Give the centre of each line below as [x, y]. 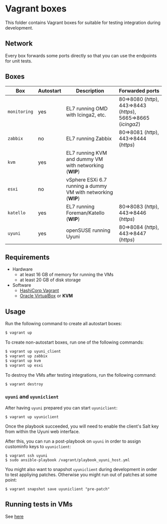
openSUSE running [88, 230]
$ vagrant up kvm [23, 361]
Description [90, 90]
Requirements [27, 257]
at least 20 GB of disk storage [50, 280]
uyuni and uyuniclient [32, 397]
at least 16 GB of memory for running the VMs [67, 275]
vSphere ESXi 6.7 [87, 179]
